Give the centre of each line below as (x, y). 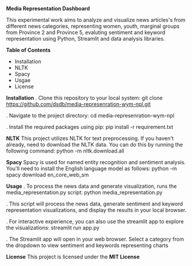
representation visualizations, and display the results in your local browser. (96, 210)
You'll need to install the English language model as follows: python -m (92, 168)
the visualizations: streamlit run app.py (53, 228)
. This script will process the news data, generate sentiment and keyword (95, 204)
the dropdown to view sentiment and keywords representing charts (87, 245)
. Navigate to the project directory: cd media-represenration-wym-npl (90, 115)
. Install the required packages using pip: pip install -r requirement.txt (90, 127)
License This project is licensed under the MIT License (73, 257)
